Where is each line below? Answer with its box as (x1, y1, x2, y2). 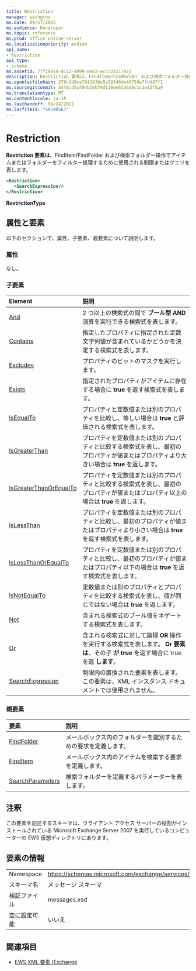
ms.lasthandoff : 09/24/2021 (6, 101, 75, 107)
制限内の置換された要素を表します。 (82, 669, 181, 677)
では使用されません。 (100, 686, 159, 694)
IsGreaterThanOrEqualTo (9, 484, 77, 492)
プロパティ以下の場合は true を (94, 563, 179, 571)
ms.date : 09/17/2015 (6, 19, 57, 25)
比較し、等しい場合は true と (99, 414, 179, 422)
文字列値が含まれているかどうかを (82, 338, 176, 346)
